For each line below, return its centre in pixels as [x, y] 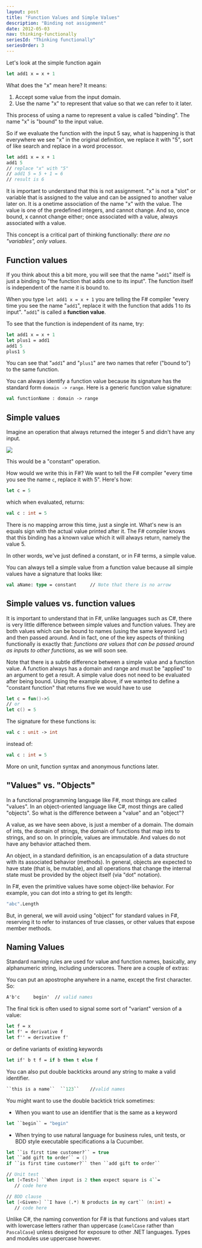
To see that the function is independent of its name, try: [75, 323]
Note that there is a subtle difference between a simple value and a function [100, 662]
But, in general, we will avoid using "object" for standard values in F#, [93, 915]
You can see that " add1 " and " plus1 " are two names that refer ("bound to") [99, 363]
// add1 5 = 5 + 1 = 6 [35, 174]
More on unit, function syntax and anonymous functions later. [83, 766]
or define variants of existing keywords [55, 1049]
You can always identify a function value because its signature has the [94, 381]
